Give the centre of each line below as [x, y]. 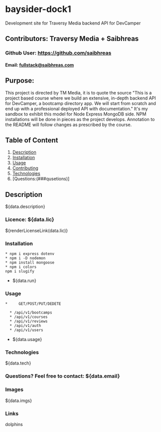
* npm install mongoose [30, 262]
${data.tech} [18, 363]
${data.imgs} [19, 400]
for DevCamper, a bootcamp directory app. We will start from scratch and [80, 103]
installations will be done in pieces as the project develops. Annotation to [80, 119]
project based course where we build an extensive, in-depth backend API [80, 98]
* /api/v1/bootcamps [31, 313]
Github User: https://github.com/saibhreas [58, 53]
